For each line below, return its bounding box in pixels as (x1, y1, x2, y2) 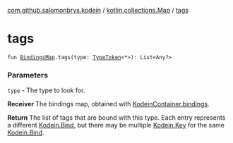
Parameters (7, 70, 48, 80)
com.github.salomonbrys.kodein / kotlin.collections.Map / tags (7, 6, 189, 14)
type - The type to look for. (7, 86, 85, 94)
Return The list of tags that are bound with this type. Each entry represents (7, 113, 226, 122)
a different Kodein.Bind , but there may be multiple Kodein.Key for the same (7, 121, 225, 130)
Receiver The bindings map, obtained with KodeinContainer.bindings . (7, 100, 210, 108)
